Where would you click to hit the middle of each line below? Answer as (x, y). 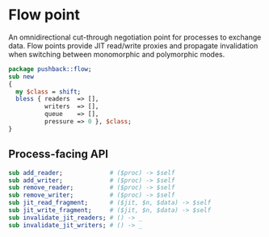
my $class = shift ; (48, 91)
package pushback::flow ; (50, 69)
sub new (21, 77)
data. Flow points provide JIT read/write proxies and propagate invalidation (133, 45)
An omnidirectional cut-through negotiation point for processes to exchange (135, 37)
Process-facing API (59, 154)
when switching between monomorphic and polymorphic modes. (117, 54)
